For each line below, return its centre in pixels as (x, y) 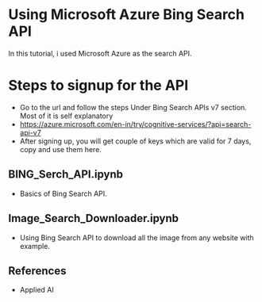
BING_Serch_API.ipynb (65, 175)
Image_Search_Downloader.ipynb (94, 218)
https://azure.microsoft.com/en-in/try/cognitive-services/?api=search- (135, 124)
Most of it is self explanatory (66, 116)
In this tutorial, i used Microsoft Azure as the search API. (100, 53)
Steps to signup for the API (98, 86)
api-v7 (30, 132)
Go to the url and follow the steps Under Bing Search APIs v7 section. (133, 107)
